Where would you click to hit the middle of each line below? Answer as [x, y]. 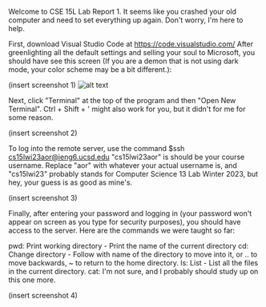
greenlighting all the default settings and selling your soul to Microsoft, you [131, 52]
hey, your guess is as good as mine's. [71, 182]
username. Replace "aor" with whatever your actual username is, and [123, 165]
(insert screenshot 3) [43, 198]
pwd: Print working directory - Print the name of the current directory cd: [129, 246]
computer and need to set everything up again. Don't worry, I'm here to [126, 20]
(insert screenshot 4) [43, 295]
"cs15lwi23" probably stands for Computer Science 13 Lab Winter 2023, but [133, 174]
